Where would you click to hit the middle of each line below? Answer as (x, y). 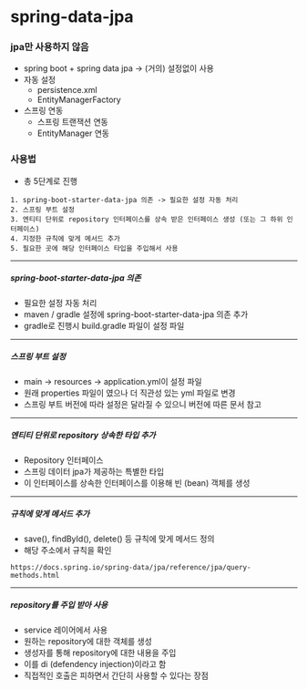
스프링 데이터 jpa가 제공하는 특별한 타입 (94, 471)
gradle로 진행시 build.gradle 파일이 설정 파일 (104, 325)
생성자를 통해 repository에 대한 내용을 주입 (100, 653)
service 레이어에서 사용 (66, 630)
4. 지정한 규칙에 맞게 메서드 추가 (66, 239)
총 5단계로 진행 (51, 180)
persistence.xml (67, 90)
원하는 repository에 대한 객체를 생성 (88, 641)
